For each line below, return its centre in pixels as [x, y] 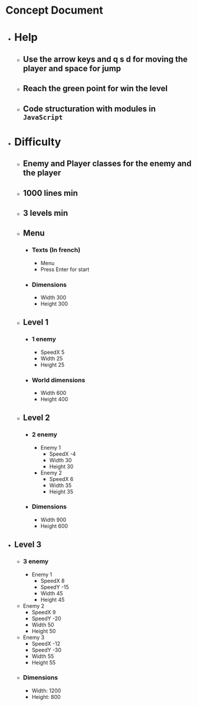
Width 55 [43, 656]
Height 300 [54, 304]
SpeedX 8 [52, 581]
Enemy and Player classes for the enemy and [107, 164]
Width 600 [53, 393]
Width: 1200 [46, 691]
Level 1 [36, 322]
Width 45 [52, 593]
